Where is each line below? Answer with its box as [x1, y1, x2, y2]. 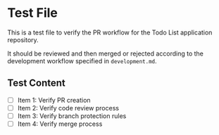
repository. [7, 35, 39, 44]
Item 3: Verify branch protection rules [17, 111, 127, 120]
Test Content [7, 77, 65, 89]
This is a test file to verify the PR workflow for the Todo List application [7, 28, 213, 37]
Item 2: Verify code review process [17, 103, 120, 112]
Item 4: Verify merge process [17, 120, 103, 128]
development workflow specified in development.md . [7, 56, 157, 65]
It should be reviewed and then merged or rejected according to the [7, 49, 204, 58]
